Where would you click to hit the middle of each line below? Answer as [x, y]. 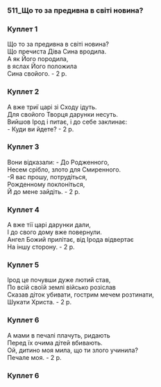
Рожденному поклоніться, [46, 184]
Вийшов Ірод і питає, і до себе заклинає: [67, 122]
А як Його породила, [38, 59]
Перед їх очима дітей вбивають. [55, 343]
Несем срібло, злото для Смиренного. [64, 170]
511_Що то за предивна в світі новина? [75, 10]
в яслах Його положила [42, 66]
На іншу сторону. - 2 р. [41, 247]
